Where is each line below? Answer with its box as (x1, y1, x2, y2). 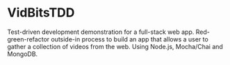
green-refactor (7, 35, 50, 43)
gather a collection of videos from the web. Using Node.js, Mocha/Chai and (7, 42, 224, 50)
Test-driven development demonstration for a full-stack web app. (7, 28, 195, 36)
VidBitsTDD (7, 5, 75, 21)
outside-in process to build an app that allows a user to (51, 35, 208, 43)
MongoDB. (7, 50, 38, 58)
